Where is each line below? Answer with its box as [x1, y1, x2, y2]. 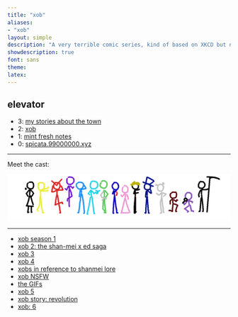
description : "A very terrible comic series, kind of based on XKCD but [7, 41, 227, 49]
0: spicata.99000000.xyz [17, 140, 92, 148]
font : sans [7, 57, 40, 64]
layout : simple [7, 34, 52, 41]
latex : [7, 71, 27, 78]
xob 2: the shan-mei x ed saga [17, 242, 107, 251]
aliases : [7, 18, 33, 26]
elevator [7, 99, 45, 111]
